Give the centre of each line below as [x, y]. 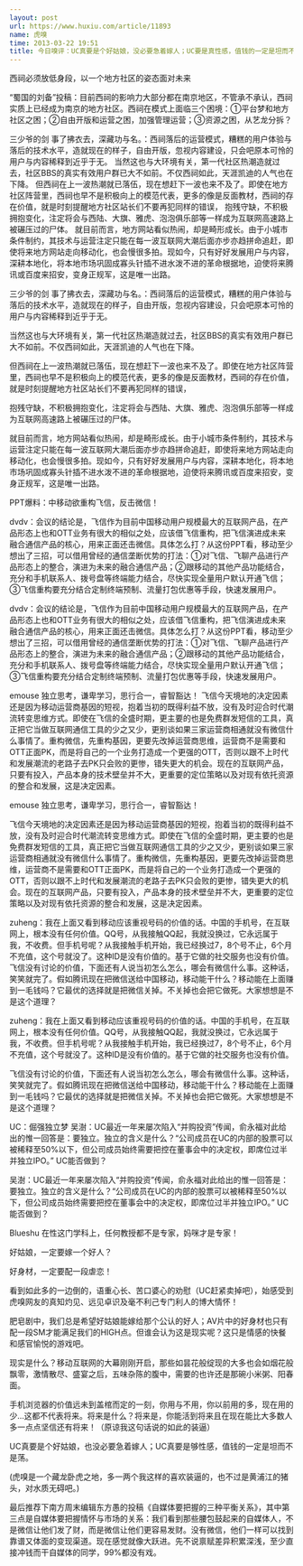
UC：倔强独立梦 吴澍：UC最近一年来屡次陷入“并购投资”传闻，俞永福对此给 [148, 1127]
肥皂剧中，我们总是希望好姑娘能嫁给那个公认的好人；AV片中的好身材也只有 [149, 1321]
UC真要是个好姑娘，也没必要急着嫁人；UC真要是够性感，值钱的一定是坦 [143, 1447]
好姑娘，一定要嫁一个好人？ [61, 1253]
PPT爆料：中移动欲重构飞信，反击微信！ [84, 503]
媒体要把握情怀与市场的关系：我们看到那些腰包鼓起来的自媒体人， [163, 1519]
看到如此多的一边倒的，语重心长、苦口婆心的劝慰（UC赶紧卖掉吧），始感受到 [151, 1291]
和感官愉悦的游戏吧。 [49, 1344]
